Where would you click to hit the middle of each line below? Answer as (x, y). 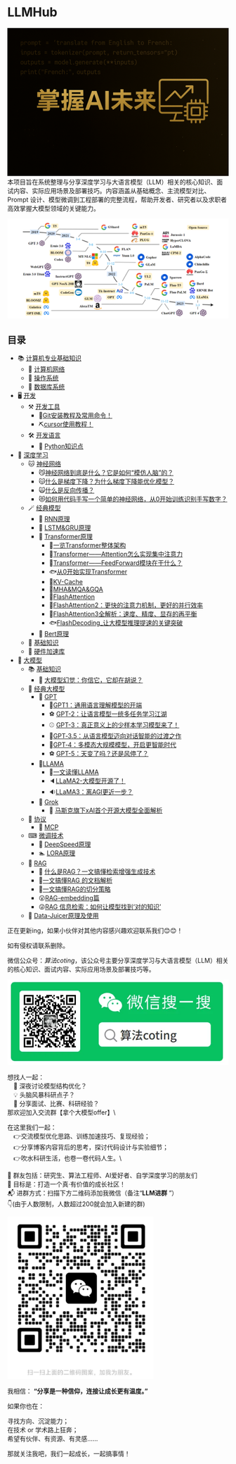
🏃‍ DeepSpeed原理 (65, 844)
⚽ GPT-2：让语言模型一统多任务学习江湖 (108, 714)
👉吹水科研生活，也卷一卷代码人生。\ (68, 1158)
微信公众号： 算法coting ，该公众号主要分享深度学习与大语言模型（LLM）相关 (118, 961)
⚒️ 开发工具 (44, 407)
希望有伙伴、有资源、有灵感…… (53, 1439)
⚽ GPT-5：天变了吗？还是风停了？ (99, 754)
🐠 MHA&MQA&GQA (76, 590)
